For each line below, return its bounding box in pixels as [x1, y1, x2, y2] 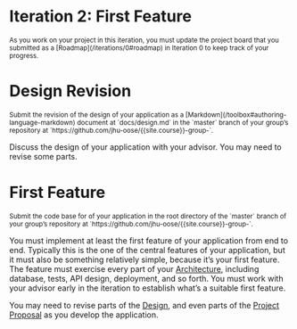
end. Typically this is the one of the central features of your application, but [9, 244, 285, 255]
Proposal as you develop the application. [9, 309, 159, 320]
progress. [9, 51, 39, 60]
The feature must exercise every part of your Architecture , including [9, 263, 260, 274]
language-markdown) [9, 118, 76, 127]
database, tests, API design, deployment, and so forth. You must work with [9, 273, 284, 284]
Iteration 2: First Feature [9, 6, 192, 27]
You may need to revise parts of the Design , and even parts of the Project [9, 300, 279, 310]
